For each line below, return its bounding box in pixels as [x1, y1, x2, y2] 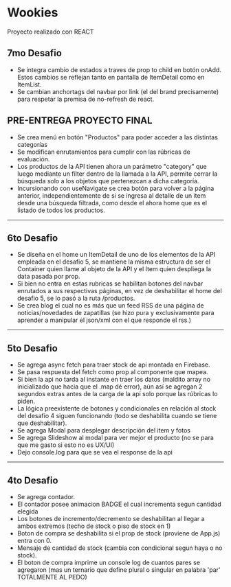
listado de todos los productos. [16, 206, 105, 214]
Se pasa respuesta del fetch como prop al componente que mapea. [16, 368, 208, 376]
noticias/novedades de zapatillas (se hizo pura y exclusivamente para [16, 309, 214, 317]
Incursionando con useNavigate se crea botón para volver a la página [16, 184, 214, 192]
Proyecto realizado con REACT [7, 27, 94, 36]
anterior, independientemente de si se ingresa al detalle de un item [16, 191, 206, 200]
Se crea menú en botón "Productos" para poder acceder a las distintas [16, 133, 219, 141]
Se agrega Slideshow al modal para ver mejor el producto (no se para [16, 434, 214, 442]
